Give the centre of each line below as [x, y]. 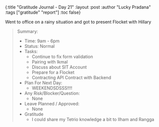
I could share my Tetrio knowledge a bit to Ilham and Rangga [93, 119]
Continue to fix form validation [62, 57]
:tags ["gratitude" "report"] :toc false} [43, 12]
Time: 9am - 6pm [42, 41]
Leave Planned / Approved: [52, 104]
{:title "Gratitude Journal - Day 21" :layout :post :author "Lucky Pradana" [78, 7]
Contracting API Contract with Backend [71, 78]
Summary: [27, 31]
